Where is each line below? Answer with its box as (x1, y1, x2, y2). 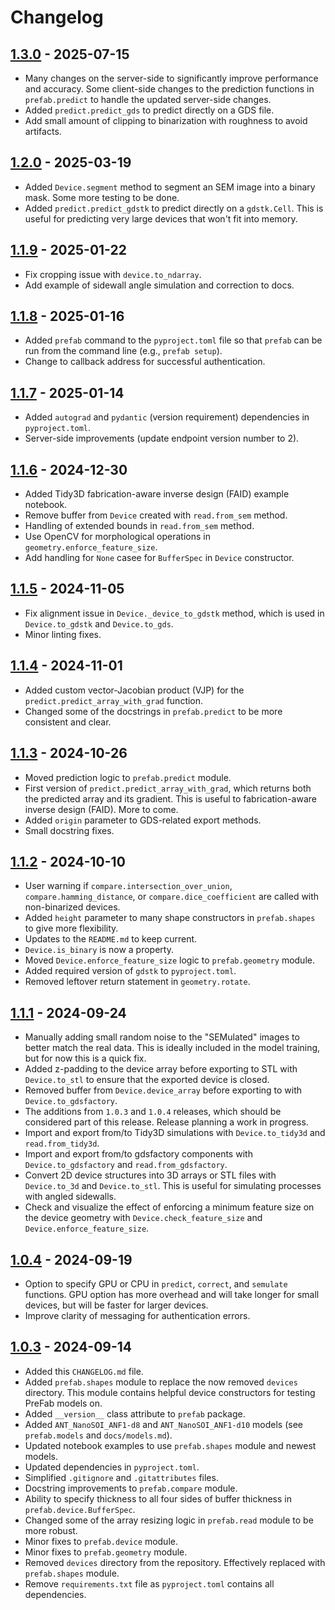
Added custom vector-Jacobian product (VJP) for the (24, 684, 245, 696)
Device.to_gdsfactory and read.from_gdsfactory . (24, 1159, 228, 1171)
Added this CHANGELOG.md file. (24, 1365, 144, 1377)
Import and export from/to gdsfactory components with (24, 1148, 253, 1160)
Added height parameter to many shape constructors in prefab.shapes (24, 912, 316, 924)
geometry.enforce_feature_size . (24, 541, 158, 553)
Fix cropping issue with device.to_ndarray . (24, 268, 202, 280)
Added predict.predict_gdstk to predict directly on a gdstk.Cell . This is (24, 202, 324, 214)
